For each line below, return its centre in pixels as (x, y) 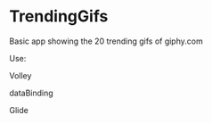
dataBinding (31, 93)
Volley (20, 75)
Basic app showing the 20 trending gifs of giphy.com (106, 41)
